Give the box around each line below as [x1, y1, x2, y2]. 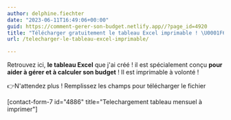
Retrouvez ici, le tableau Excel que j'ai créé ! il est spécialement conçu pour [7, 61, 223, 69]
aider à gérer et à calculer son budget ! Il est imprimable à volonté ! [7, 68, 199, 77]
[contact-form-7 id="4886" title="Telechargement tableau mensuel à [7, 98, 203, 106]
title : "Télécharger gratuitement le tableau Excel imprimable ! [7, 29, 198, 37]
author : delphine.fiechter [7, 10, 85, 17]
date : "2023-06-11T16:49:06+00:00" [7, 17, 109, 23]
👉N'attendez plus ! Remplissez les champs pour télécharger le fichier [7, 82, 206, 90]
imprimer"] [7, 105, 38, 114]
